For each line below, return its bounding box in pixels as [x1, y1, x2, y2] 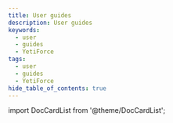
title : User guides [8, 11, 72, 20]
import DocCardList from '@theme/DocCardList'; [8, 106, 166, 115]
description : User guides [8, 19, 92, 27]
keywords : [8, 26, 41, 34]
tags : [8, 56, 26, 63]
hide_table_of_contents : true [8, 84, 107, 92]
